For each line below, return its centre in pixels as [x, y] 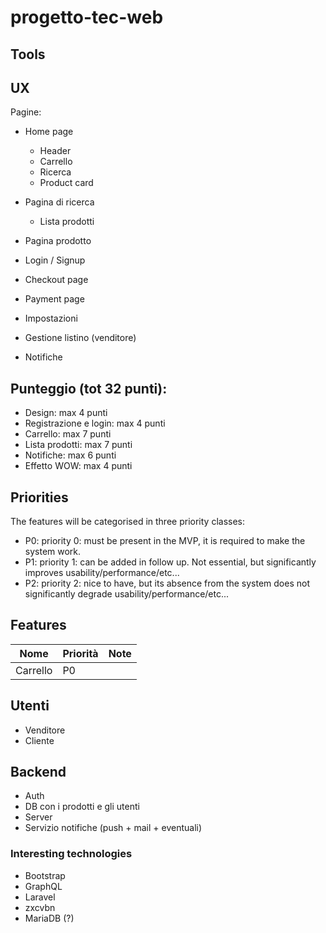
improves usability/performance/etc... [102, 573]
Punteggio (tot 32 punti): [89, 388]
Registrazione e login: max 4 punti [95, 423]
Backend [38, 772]
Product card [66, 183]
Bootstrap [45, 875]
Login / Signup [55, 260]
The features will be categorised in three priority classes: [128, 522]
